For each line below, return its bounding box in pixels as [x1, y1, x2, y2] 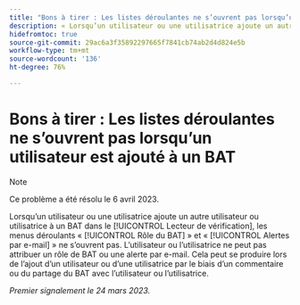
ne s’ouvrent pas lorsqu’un [9, 128, 212, 148]
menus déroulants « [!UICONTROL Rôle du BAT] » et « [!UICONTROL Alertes [9, 229, 290, 241]
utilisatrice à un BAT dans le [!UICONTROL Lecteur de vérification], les [9, 220, 268, 231]
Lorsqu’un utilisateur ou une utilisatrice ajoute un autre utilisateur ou [9, 210, 259, 221]
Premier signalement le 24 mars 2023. [9, 284, 151, 295]
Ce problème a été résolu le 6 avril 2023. [9, 194, 159, 204]
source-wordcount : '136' [9, 54, 102, 63]
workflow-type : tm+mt [9, 46, 90, 55]
